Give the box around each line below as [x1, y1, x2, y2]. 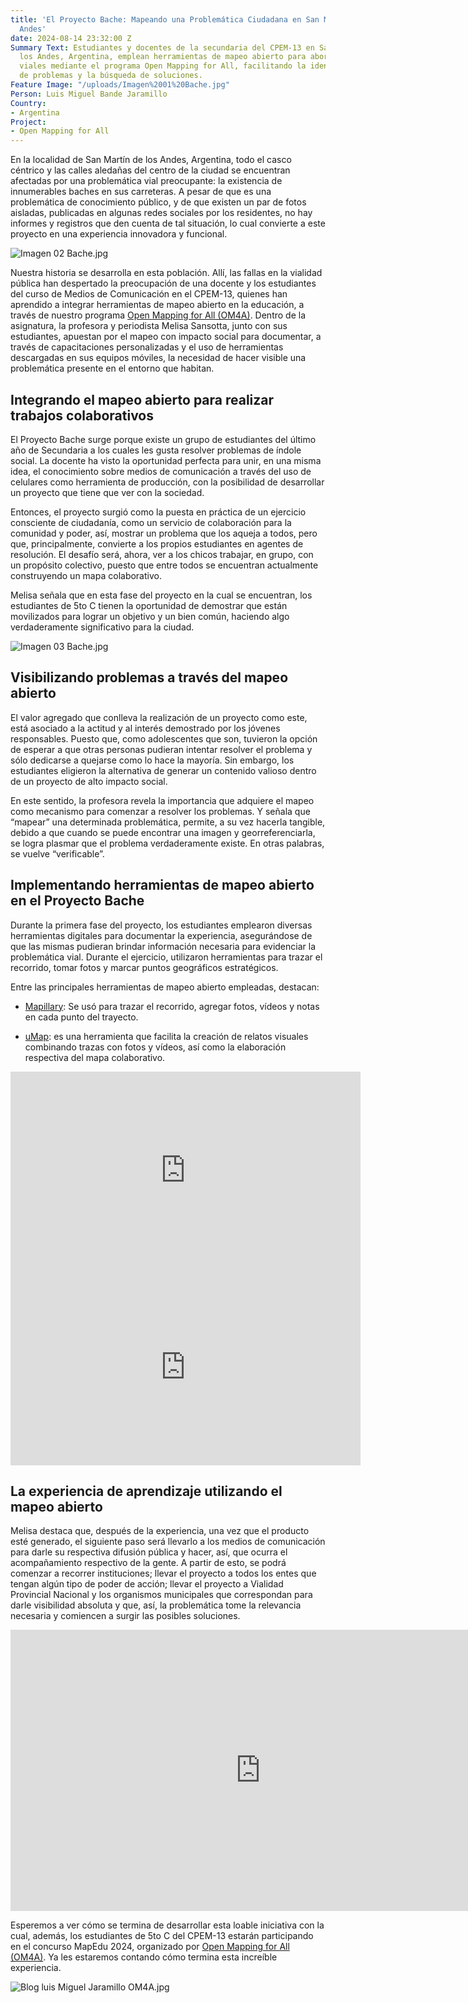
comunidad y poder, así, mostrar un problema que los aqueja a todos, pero [10, 527, 318, 539]
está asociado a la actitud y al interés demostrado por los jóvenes [10, 722, 281, 734]
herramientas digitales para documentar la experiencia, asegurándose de [10, 929, 313, 941]
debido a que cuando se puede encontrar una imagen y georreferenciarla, [10, 826, 316, 838]
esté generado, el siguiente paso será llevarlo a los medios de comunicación [10, 1536, 326, 1548]
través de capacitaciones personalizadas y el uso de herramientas [10, 341, 284, 353]
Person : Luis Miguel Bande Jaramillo [10, 89, 168, 99]
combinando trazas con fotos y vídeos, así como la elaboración [24, 1041, 287, 1053]
